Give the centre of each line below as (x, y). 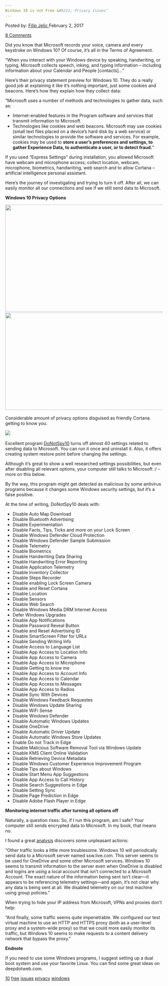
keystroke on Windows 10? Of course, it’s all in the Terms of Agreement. (79, 50)
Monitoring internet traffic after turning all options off (62, 810)
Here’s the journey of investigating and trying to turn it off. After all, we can (82, 182)
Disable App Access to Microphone (49, 662)
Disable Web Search (33, 604)
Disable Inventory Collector (40, 572)
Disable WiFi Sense (32, 710)
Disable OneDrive (30, 726)
